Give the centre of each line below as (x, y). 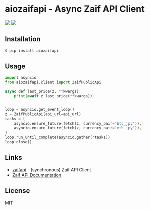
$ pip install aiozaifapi (32, 51)
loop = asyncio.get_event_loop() (40, 109)
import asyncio (21, 78)
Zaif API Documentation (37, 175)
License (18, 191)
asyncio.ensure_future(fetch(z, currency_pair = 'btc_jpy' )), (78, 123)
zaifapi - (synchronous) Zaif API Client (52, 170)
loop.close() (19, 142)
